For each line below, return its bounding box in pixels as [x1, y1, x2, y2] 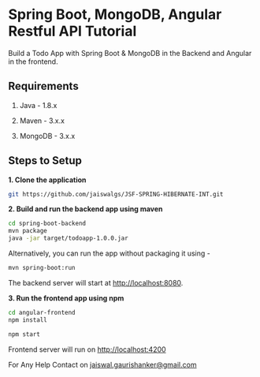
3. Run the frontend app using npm [8, 293, 124, 303]
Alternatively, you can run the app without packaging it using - [8, 248, 210, 258]
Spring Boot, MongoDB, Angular [8, 6, 222, 24]
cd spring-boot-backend [8, 219, 87, 228]
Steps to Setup [8, 154, 83, 167]
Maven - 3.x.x [19, 116, 65, 125]
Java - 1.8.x [19, 100, 58, 110]
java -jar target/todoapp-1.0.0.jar [8, 234, 128, 242]
